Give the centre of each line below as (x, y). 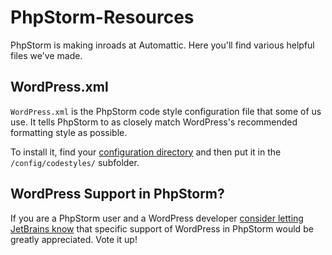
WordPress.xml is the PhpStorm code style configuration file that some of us (166, 111)
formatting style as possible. (69, 132)
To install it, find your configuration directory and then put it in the (146, 152)
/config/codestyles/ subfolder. (75, 162)
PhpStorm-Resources (102, 17)
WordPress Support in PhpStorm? (117, 194)
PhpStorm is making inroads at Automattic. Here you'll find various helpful (162, 45)
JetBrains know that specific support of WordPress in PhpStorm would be (162, 228)
